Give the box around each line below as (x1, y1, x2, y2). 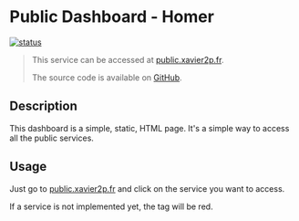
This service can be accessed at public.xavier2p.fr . (31, 54, 224, 65)
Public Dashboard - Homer (9, 6, 214, 27)
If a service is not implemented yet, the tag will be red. (9, 201, 213, 212)
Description (9, 99, 77, 114)
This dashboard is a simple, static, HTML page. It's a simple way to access (9, 122, 290, 133)
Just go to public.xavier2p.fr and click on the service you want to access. (9, 183, 285, 194)
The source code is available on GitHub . (31, 71, 182, 83)
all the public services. (9, 132, 94, 143)
